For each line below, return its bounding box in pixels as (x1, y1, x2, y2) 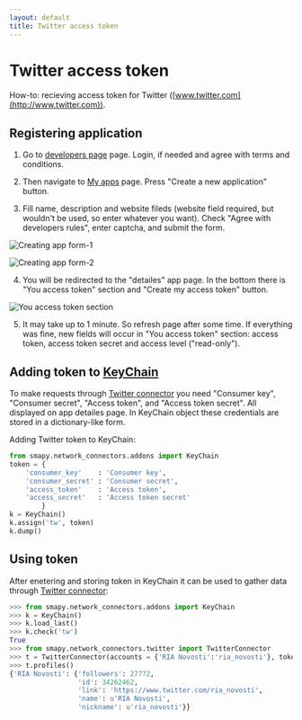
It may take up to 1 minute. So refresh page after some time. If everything (22, 319, 293, 330)
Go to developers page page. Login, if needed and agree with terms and (22, 149, 290, 160)
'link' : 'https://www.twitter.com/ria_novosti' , (77, 686, 263, 695)
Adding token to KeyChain (9, 364, 159, 379)
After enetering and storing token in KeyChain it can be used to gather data (9, 575, 288, 586)
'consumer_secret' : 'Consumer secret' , (25, 476, 179, 485)
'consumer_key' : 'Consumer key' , (25, 468, 167, 477)
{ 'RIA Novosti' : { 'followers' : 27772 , (9, 669, 155, 679)
